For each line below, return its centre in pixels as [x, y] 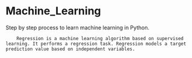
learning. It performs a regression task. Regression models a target [96, 44]
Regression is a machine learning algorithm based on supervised [100, 38]
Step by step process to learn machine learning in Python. [78, 28]
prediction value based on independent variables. [70, 49]
